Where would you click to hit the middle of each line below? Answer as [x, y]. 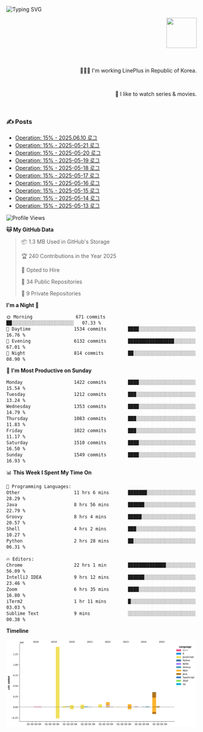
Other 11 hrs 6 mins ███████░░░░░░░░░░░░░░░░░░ [101, 493]
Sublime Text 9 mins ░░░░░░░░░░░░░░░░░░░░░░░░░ [101, 614]
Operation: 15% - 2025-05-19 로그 [57, 161]
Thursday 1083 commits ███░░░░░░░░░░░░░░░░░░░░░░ [101, 419]
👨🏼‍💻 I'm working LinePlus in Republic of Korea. [138, 70]
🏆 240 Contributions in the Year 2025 [69, 256]
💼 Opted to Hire [40, 270]
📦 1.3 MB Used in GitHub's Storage [65, 242]
